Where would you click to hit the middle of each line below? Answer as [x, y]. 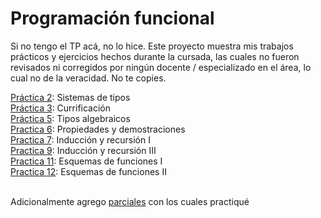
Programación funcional [112, 18]
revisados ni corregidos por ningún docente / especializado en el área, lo [161, 67]
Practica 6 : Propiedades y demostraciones [98, 129]
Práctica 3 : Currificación [61, 108]
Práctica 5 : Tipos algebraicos [70, 118]
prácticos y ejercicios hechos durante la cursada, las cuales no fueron [155, 56]
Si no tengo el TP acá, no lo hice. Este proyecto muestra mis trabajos [152, 46]
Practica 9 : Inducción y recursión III [83, 150]
